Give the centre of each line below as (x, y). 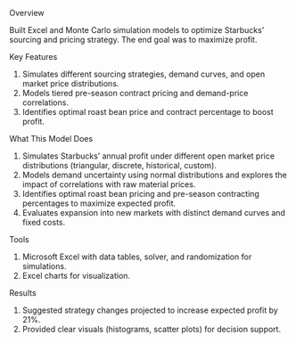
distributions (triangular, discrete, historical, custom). (119, 165)
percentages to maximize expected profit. (99, 203)
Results (23, 293)
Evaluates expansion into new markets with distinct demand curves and (153, 212)
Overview (27, 13)
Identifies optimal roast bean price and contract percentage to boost (148, 112)
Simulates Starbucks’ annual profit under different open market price (148, 156)
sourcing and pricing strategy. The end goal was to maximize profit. (133, 40)
